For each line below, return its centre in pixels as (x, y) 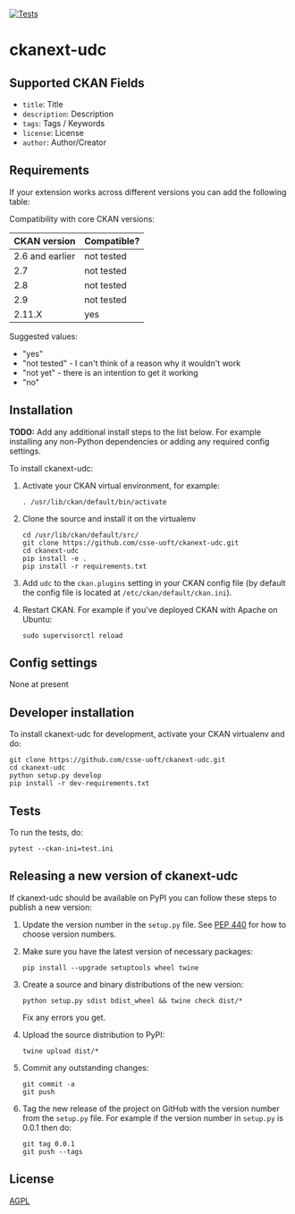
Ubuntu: (37, 619)
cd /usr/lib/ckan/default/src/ (80, 535)
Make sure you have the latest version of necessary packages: (137, 951)
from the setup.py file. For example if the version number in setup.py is (153, 1117)
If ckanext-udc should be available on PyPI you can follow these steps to (143, 897)
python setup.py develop (55, 776)
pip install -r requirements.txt (84, 566)
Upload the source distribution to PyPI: (93, 1034)
